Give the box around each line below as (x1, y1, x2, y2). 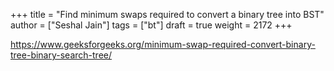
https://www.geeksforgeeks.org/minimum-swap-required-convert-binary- (10, 39, 316, 50)
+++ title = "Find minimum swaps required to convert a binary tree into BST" (10, 9, 325, 20)
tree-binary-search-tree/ (10, 49, 113, 61)
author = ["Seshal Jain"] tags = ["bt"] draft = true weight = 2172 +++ (10, 19, 293, 31)
